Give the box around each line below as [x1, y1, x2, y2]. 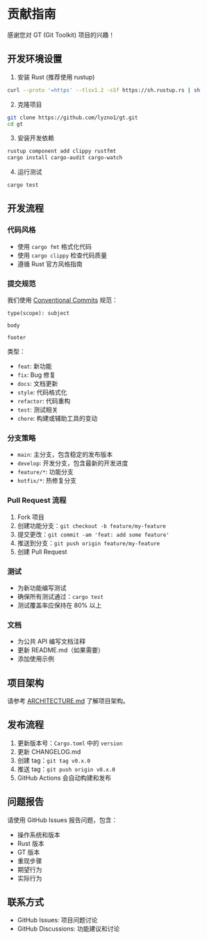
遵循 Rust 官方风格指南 [17, 259, 83, 268]
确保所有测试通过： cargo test [17, 592, 104, 600]
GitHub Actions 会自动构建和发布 [17, 773, 112, 782]
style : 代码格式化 [17, 387, 67, 396]
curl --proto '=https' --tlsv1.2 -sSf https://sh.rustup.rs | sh [7, 86, 200, 94]
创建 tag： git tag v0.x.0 [17, 756, 91, 764]
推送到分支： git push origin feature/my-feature [17, 538, 160, 547]
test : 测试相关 [17, 405, 58, 414]
